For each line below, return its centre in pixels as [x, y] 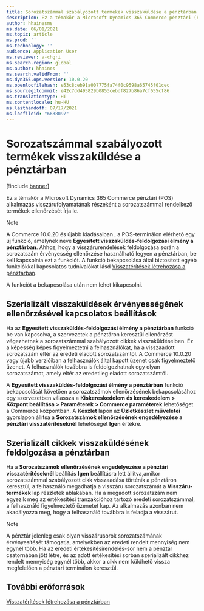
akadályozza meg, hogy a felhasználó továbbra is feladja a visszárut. [92, 512]
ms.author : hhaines [31, 68]
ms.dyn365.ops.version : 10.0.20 [47, 80]
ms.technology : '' [29, 46]
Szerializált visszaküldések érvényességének [95, 304]
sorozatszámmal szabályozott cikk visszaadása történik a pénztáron [92, 480]
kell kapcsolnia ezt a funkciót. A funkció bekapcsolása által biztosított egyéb [102, 260]
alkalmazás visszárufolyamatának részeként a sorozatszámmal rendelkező [100, 205]
